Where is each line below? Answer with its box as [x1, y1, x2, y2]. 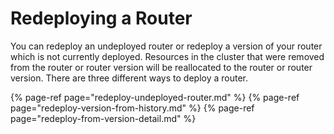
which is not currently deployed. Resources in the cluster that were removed [10, 50, 325, 62]
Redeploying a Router [10, 7, 193, 30]
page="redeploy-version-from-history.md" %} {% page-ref [10, 102, 255, 114]
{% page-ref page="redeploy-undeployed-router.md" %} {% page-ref [10, 91, 300, 103]
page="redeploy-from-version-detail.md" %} [10, 112, 197, 124]
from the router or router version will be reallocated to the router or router [10, 61, 313, 73]
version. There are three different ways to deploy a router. [10, 72, 248, 84]
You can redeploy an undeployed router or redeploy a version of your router [10, 40, 323, 52]
